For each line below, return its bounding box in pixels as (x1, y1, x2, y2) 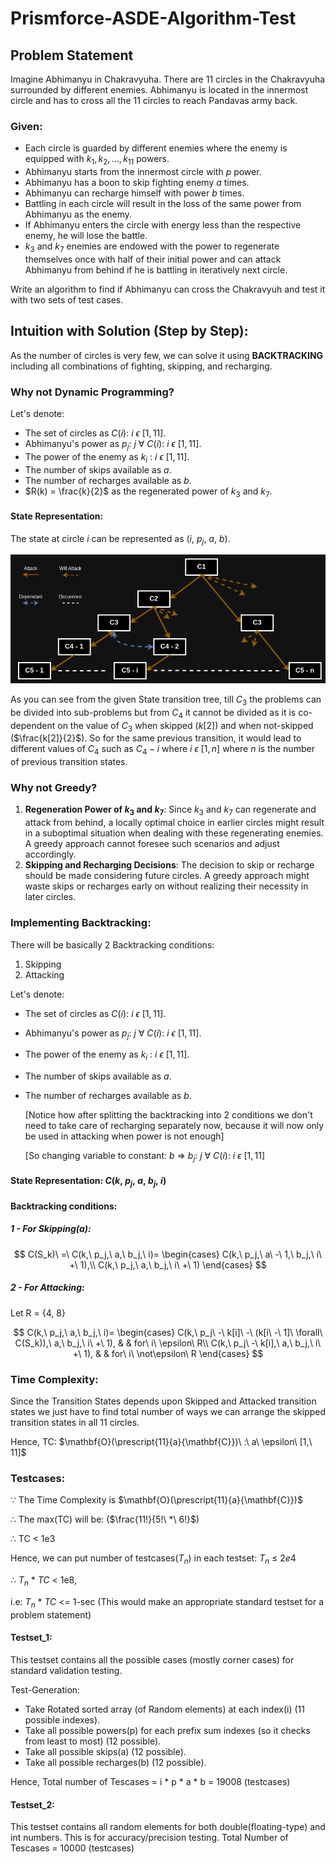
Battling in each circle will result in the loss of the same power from (24, 198, 302, 210)
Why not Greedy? (10, 781, 98, 795)
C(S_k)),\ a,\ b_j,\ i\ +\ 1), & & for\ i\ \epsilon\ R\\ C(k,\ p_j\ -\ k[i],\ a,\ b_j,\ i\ (14, 1337, 322, 1349)
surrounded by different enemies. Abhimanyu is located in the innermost (10, 84, 309, 96)
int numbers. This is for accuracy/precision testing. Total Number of (10, 1832, 289, 1844)
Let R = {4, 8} (10, 1307, 66, 1319)
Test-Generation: (10, 1684, 81, 1696)
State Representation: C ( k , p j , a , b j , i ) (10, 1175, 167, 1189)
